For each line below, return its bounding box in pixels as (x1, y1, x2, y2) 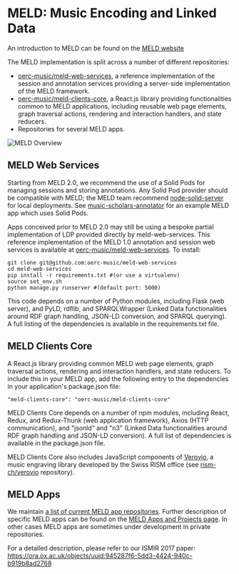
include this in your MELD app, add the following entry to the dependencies (7, 374, 230, 383)
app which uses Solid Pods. (7, 209, 89, 217)
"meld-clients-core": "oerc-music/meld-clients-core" (7, 395, 171, 403)
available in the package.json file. (7, 438, 106, 447)
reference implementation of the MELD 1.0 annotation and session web (7, 237, 215, 246)
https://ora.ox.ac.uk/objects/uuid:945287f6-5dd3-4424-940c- (7, 552, 193, 560)
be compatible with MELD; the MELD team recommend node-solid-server (7, 193, 224, 202)
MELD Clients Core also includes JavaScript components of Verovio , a (7, 452, 214, 461)
